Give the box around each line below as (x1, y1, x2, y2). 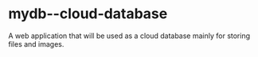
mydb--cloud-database (8, 5, 168, 23)
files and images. (8, 39, 64, 48)
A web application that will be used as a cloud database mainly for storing (8, 31, 251, 40)
